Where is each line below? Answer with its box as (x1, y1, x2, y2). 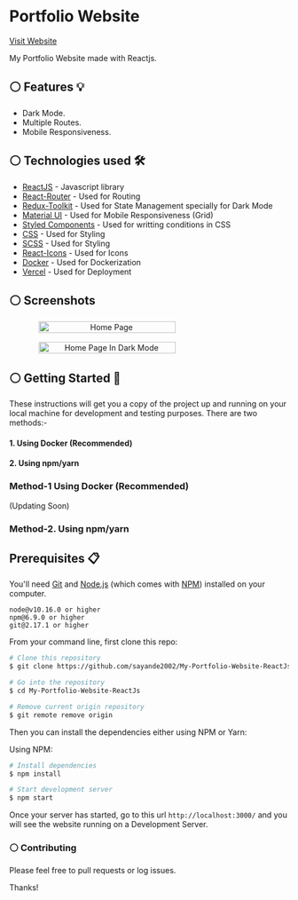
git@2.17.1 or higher (9, 621, 90, 630)
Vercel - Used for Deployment (21, 266, 132, 277)
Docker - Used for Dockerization (21, 257, 142, 267)
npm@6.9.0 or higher (9, 613, 86, 622)
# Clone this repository (9, 654, 101, 663)
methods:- (9, 417, 48, 428)
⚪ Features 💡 (9, 80, 85, 95)
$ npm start (9, 793, 53, 802)
